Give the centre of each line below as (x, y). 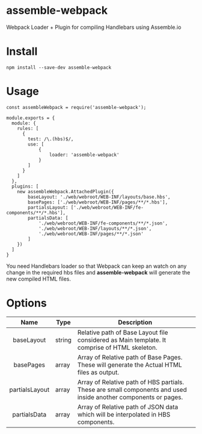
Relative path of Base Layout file (123, 332)
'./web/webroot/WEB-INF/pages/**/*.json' (91, 234)
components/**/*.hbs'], (36, 212)
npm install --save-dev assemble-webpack (59, 67)
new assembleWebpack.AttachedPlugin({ (66, 191)
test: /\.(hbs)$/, (51, 139)
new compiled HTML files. (38, 279)
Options (26, 303)
